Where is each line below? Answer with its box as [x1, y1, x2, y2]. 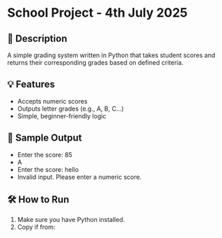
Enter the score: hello [17, 165, 79, 173]
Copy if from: [17, 223, 56, 231]
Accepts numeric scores [17, 97, 88, 105]
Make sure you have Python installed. [17, 216, 125, 224]
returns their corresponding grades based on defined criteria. [7, 58, 184, 67]
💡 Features [7, 79, 56, 90]
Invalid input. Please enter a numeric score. [17, 173, 142, 181]
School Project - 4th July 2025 [7, 5, 188, 21]
